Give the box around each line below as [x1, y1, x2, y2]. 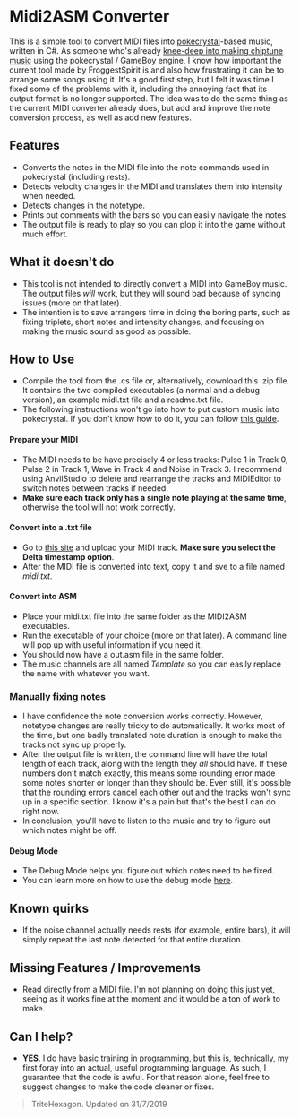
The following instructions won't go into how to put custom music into [21, 404, 280, 415]
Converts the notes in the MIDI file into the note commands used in [21, 161, 270, 172]
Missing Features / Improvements [9, 960, 201, 976]
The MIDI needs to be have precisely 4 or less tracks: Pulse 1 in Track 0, [21, 454, 288, 465]
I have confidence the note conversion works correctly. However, [21, 710, 263, 722]
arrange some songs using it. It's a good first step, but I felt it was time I [9, 73, 275, 84]
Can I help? [9, 1028, 73, 1045]
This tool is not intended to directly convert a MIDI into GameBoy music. [21, 278, 287, 288]
